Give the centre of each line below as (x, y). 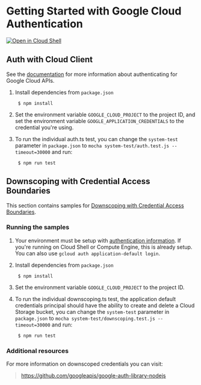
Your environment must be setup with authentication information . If (98, 240)
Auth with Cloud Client (50, 59)
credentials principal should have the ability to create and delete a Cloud (105, 305)
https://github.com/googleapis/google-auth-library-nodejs (93, 376)
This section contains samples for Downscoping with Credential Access (95, 205)
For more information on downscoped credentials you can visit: (85, 364)
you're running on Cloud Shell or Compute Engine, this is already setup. (104, 247)
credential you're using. (44, 127)
